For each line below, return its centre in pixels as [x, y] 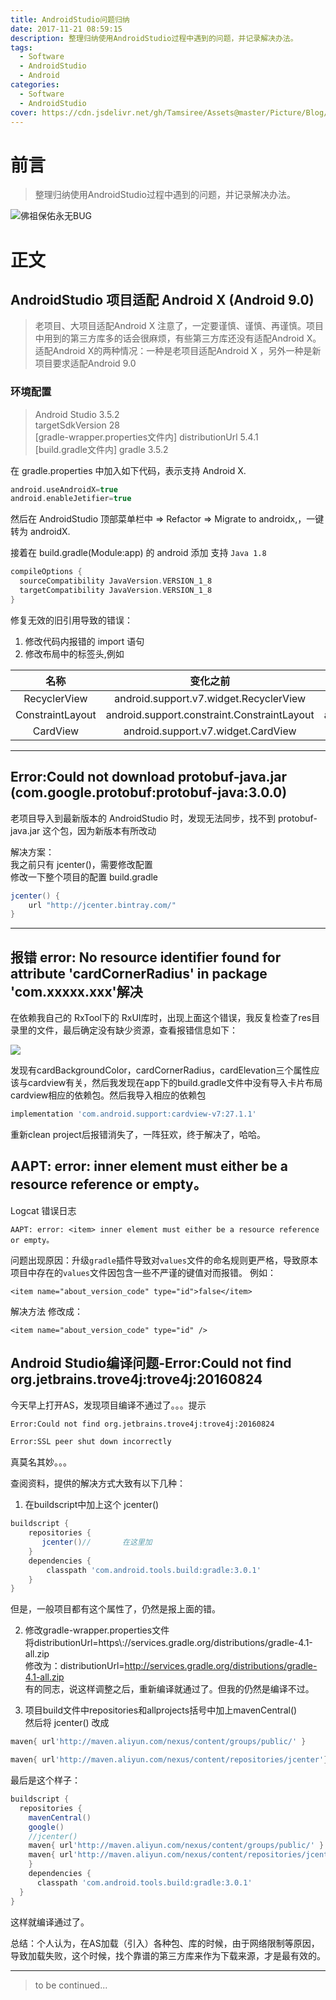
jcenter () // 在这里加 [97, 1542]
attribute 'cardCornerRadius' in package [139, 973]
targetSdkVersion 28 [77, 425]
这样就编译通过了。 [50, 1922]
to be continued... [71, 1985]
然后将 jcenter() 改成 [67, 1723]
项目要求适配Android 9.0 [85, 363]
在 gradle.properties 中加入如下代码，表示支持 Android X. [128, 470]
